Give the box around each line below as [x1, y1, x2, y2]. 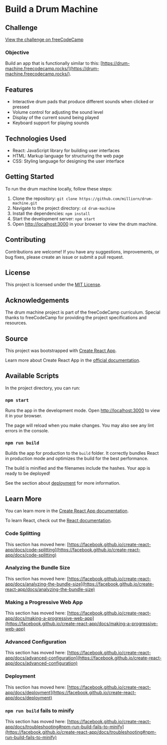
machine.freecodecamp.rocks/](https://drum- [5, 66, 99, 72]
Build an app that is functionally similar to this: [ [5, 60, 102, 66]
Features [5, 85, 33, 94]
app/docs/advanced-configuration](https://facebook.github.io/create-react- [5, 655, 162, 661]
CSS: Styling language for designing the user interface [12, 158, 125, 164]
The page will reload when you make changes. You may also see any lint [5, 422, 154, 428]
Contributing [5, 235, 46, 244]
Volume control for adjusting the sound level [12, 109, 104, 115]
